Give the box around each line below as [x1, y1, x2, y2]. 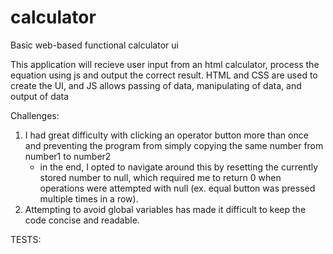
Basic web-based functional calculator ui [10, 39, 179, 51]
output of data [10, 90, 70, 102]
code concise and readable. [24, 214, 140, 226]
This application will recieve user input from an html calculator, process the [10, 58, 320, 70]
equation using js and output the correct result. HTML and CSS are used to [10, 69, 318, 81]
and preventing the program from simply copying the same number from [24, 139, 324, 151]
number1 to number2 [24, 150, 112, 162]
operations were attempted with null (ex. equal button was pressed [39, 182, 316, 194]
